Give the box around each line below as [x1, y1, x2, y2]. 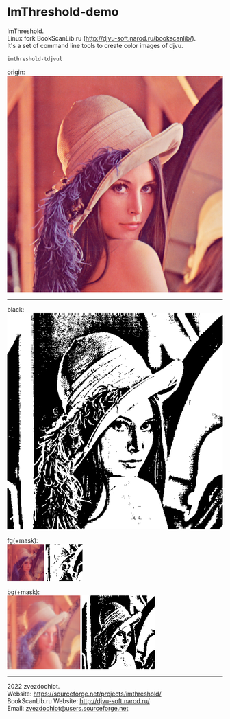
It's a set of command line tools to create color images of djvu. [7, 41, 183, 49]
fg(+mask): [7, 536, 39, 545]
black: [7, 305, 25, 313]
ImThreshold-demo [7, 4, 119, 20]
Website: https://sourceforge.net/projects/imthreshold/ [7, 689, 162, 698]
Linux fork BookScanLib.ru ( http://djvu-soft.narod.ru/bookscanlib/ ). [7, 34, 196, 42]
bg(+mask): [7, 588, 40, 596]
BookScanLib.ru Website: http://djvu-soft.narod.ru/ [7, 696, 150, 705]
